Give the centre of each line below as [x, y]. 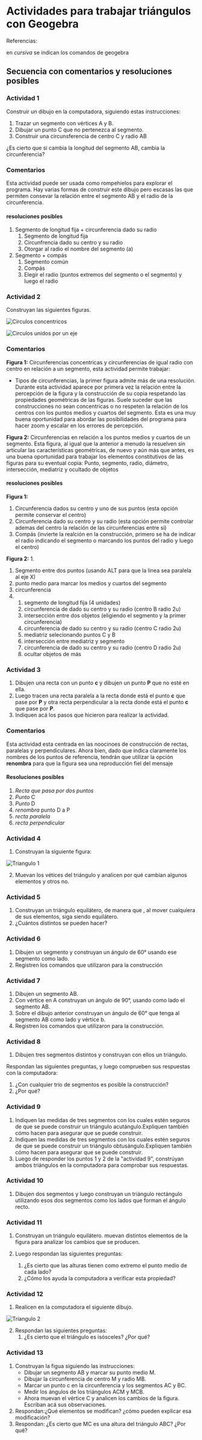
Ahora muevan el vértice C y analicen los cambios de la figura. [102, 1398]
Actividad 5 [24, 897]
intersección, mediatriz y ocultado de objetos [62, 469]
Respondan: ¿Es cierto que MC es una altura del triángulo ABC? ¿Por [100, 1424]
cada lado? [38, 1272]
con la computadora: [32, 1073]
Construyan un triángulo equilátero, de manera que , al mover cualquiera [105, 910]
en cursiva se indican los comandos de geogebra [68, 52]
